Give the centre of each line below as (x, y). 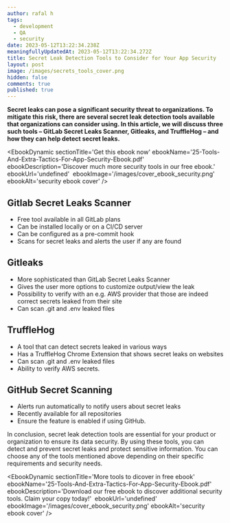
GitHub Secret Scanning (60, 390)
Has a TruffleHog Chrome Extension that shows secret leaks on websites (120, 353)
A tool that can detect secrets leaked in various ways (92, 347)
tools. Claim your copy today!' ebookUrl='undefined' (82, 499)
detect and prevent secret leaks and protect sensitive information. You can (113, 449)
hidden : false (27, 77)
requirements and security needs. (55, 463)
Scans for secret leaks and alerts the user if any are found (99, 241)
